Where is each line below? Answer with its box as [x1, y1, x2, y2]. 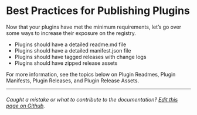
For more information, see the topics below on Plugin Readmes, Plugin [6, 71, 176, 78]
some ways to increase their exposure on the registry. [6, 29, 136, 36]
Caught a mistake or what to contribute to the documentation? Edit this [6, 96, 178, 103]
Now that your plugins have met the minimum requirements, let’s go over [6, 23, 182, 30]
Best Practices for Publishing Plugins [6, 4, 191, 18]
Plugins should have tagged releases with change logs [14, 53, 147, 60]
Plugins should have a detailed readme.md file [14, 41, 127, 48]
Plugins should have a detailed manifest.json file [14, 47, 131, 54]
